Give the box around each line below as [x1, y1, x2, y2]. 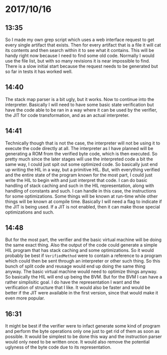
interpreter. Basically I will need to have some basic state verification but [5, 101, 154, 107]
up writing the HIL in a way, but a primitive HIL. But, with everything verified [5, 166, 161, 172]
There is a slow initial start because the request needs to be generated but [5, 63, 158, 69]
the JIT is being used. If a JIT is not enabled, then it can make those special [5, 203, 161, 209]
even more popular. [5, 295, 45, 301]
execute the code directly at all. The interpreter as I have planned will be [5, 145, 154, 151]
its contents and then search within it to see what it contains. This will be [5, 47, 155, 53]
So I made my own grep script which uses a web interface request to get [5, 36, 155, 42]
